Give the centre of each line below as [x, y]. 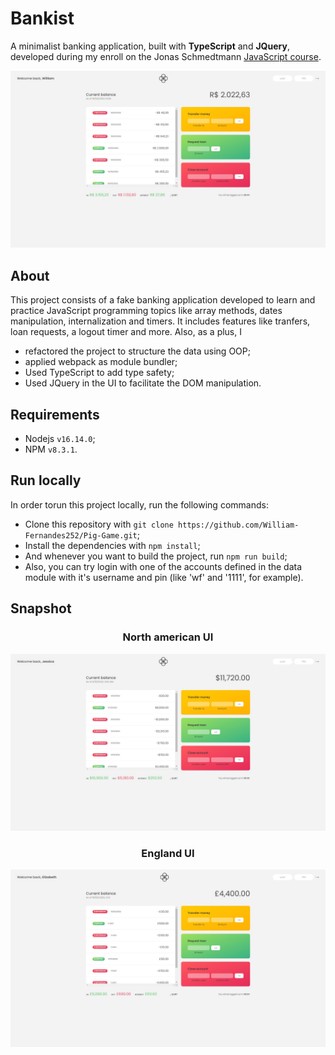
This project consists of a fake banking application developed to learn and [163, 300]
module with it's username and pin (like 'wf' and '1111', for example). [164, 577]
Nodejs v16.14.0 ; [60, 439]
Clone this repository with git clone [99, 524]
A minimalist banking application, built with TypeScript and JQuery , [150, 46]
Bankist [42, 18]
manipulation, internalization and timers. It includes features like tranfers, [160, 321]
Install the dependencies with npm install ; [112, 545]
